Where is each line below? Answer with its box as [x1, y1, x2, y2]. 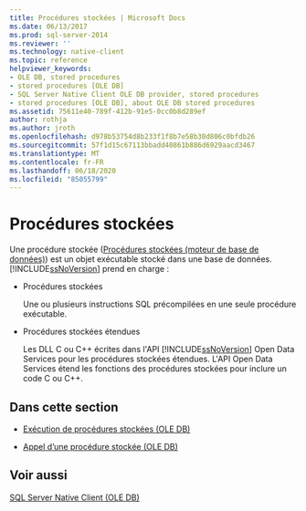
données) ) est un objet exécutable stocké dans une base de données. [9, 254, 272, 265]
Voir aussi [9, 467, 68, 484]
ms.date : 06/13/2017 [9, 22, 89, 31]
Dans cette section [9, 399, 119, 415]
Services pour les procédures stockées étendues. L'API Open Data [22, 353, 273, 365]
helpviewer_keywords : [9, 65, 92, 74]
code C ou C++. [22, 373, 84, 384]
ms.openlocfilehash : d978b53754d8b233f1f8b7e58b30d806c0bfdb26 [9, 132, 256, 141]
